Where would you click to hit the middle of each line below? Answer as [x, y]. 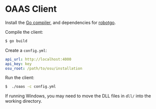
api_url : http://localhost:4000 [38, 59]
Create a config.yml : [26, 50]
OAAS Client [31, 9]
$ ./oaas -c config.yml [31, 87]
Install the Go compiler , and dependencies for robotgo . [61, 22]
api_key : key [18, 64]
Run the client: [20, 78]
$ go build [16, 41]
